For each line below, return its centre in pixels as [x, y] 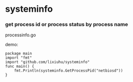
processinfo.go [21, 35]
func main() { [20, 67]
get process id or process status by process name [66, 25]
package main [19, 54]
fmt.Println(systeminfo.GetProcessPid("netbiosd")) [68, 71]
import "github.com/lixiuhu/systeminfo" [48, 62]
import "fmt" [19, 58]
